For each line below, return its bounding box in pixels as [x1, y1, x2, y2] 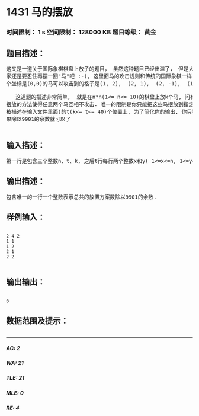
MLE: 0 [6, 389, 24, 396]
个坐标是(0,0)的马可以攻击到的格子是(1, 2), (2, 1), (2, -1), [6, 80, 181, 87]
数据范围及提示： [6, 315, 69, 326]
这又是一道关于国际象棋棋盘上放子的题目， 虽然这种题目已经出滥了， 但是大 [6, 65, 194, 72]
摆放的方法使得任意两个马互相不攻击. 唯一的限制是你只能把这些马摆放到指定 [6, 101, 194, 107]
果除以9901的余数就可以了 [6, 116, 71, 122]
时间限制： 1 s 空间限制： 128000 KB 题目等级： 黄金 [6, 28, 157, 36]
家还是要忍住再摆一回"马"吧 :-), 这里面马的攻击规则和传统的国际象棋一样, [6, 72, 195, 79]
